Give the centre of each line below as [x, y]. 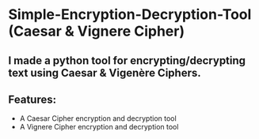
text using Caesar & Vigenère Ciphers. [105, 73]
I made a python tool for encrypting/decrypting [127, 60]
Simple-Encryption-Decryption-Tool [130, 15]
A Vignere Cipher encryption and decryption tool [99, 127]
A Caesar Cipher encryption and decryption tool [98, 118]
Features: [32, 99]
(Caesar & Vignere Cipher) [96, 31]
